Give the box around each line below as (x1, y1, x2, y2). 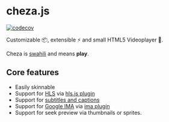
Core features (6, 67, 59, 78)
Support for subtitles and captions (14, 96, 100, 103)
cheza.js (6, 4, 50, 18)
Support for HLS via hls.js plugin (14, 90, 95, 97)
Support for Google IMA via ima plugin (14, 102, 110, 109)
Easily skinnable (14, 83, 55, 91)
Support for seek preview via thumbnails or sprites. (14, 109, 143, 116)
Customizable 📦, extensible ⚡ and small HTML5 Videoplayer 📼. (6, 36, 164, 43)
